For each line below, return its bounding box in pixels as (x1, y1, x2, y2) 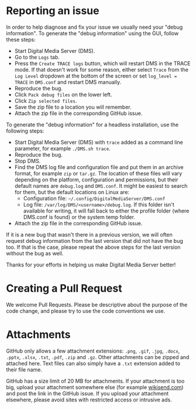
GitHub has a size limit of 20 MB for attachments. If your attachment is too (6, 377, 185, 384)
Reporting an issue (6, 4, 99, 18)
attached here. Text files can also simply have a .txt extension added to (6, 360, 180, 367)
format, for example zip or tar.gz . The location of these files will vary (14, 170, 183, 177)
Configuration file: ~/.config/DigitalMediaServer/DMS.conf (23, 195, 166, 202)
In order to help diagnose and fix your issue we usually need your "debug (6, 23, 183, 31)
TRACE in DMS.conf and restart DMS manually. (14, 78, 122, 86)
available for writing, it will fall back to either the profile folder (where (23, 207, 190, 214)
